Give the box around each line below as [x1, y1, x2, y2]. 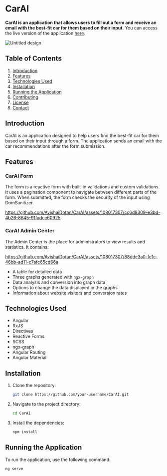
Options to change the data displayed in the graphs [12, 284, 118, 290]
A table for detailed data [12, 268, 62, 275]
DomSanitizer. [5, 200, 34, 206]
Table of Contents [5, 54, 62, 63]
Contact [12, 104, 29, 110]
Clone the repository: [12, 383, 56, 389]
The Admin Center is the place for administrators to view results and [5, 238, 146, 245]
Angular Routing [12, 349, 46, 355]
